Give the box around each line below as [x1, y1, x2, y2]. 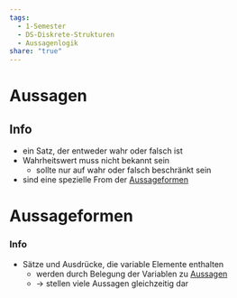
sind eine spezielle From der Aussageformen [22, 174, 189, 185]
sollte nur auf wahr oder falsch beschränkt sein [35, 164, 212, 176]
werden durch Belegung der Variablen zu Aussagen [35, 268, 228, 279]
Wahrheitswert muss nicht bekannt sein [22, 155, 169, 166]
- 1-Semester [17, 22, 67, 31]
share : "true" [9, 47, 63, 56]
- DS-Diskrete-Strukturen [17, 30, 115, 39]
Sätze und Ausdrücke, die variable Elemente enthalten [22, 258, 224, 269]
